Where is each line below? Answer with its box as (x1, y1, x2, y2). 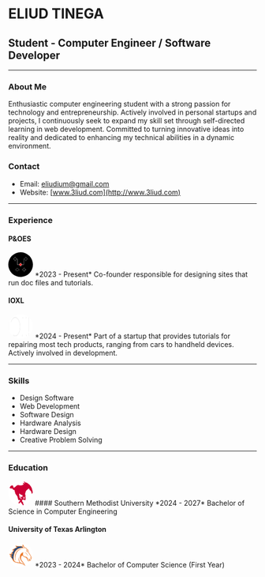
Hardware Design (19, 427, 77, 436)
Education (8, 462, 49, 473)
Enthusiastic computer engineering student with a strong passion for (8, 100, 231, 109)
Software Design (19, 410, 75, 420)
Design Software (19, 393, 75, 403)
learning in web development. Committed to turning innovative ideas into (8, 124, 244, 134)
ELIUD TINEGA (8, 5, 104, 23)
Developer (8, 48, 61, 62)
